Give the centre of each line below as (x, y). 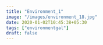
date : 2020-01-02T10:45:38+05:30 (47, 22)
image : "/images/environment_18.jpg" (52, 17)
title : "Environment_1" (35, 11)
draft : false (22, 33)
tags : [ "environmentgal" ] (37, 28)
